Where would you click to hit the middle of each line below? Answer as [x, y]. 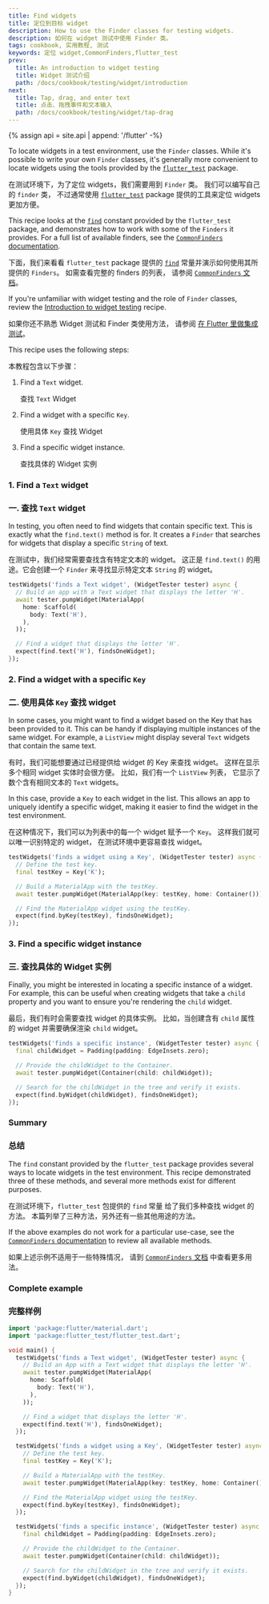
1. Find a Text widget [48, 485]
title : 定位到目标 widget [48, 23]
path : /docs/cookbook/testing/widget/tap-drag [94, 113]
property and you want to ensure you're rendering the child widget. [120, 1001]
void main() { [32, 1350]
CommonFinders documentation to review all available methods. [110, 1240]
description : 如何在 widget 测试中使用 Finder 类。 [90, 38]
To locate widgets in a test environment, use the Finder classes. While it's [130, 151]
